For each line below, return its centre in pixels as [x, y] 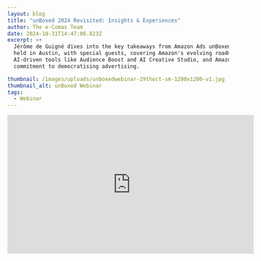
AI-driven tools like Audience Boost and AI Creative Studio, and [113, 60]
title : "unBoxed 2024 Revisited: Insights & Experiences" [94, 20]
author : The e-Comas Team [45, 27]
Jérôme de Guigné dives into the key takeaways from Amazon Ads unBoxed [122, 47]
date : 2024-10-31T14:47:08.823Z [55, 34]
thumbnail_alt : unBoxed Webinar [55, 85]
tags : [15, 92]
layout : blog [26, 14]
